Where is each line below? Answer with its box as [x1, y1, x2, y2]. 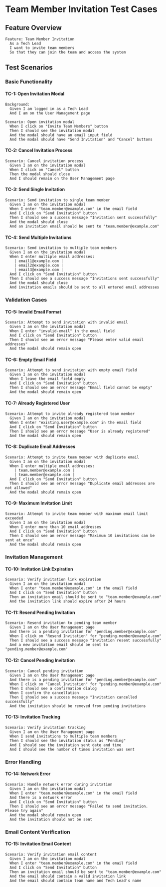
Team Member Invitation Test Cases [5, 3, 158, 15]
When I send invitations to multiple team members [9, 733, 117, 738]
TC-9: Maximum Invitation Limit [5, 500, 72, 506]
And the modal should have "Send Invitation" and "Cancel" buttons [9, 136, 153, 142]
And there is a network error [9, 795, 72, 800]
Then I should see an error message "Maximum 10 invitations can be [9, 533, 155, 538]
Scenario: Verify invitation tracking [5, 725, 86, 730]
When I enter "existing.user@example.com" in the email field [9, 420, 142, 425]
